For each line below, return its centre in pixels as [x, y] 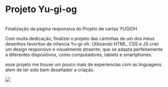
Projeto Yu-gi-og [41, 9]
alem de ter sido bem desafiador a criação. [50, 70]
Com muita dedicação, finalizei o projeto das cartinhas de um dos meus [80, 38]
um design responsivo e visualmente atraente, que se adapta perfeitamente [84, 49]
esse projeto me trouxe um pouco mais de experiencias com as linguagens [83, 64]
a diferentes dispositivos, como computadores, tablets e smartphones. [79, 55]
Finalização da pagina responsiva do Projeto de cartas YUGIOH [71, 28]
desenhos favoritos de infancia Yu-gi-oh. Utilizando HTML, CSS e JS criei [82, 43]
